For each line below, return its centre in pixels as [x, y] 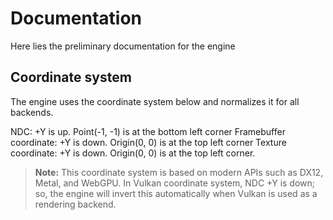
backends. [32, 112]
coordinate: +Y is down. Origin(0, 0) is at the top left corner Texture [148, 142]
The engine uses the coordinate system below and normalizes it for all [155, 101]
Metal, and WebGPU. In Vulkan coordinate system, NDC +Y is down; [175, 183]
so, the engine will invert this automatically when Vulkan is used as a [176, 193]
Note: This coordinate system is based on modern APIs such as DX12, [179, 172]
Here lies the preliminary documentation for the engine [123, 46]
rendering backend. [75, 204]
